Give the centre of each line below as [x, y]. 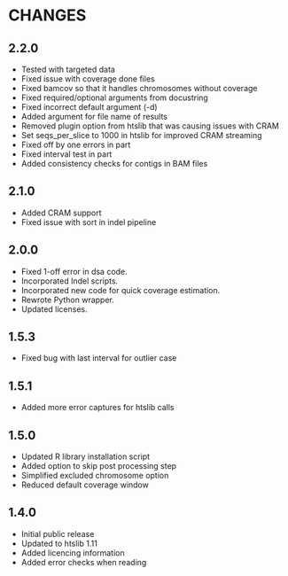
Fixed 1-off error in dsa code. [74, 271]
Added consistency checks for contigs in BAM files [114, 163]
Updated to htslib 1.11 [59, 543]
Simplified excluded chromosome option [95, 476]
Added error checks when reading [84, 562]
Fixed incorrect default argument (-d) [89, 107]
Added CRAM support [62, 213]
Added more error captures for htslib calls [97, 408]
